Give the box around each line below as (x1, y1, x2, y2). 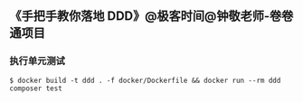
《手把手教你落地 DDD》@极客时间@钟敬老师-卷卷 (9, 8, 294, 24)
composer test (9, 84, 63, 93)
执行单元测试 (9, 55, 66, 68)
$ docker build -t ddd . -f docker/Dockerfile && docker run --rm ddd (9, 76, 281, 85)
